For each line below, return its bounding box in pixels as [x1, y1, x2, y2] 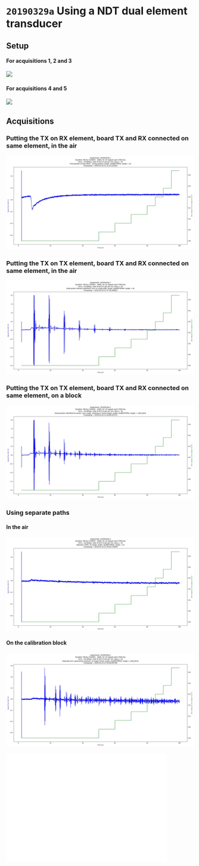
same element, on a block [6, 391, 82, 400]
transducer [6, 17, 63, 30]
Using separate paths [6, 509, 70, 517]
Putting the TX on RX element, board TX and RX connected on [6, 134, 189, 143]
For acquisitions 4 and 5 [6, 85, 67, 92]
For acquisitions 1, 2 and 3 [6, 57, 72, 65]
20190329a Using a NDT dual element [6, 4, 188, 18]
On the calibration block [6, 639, 67, 646]
